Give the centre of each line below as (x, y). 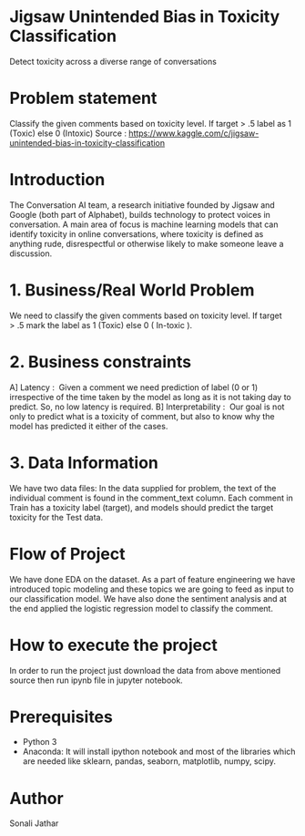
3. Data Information (84, 463)
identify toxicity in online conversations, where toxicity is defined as (137, 233)
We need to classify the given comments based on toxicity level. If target (146, 315)
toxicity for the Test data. (56, 517)
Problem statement (83, 98)
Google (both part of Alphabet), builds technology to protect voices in (140, 214)
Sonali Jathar (34, 823)
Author (36, 798)
